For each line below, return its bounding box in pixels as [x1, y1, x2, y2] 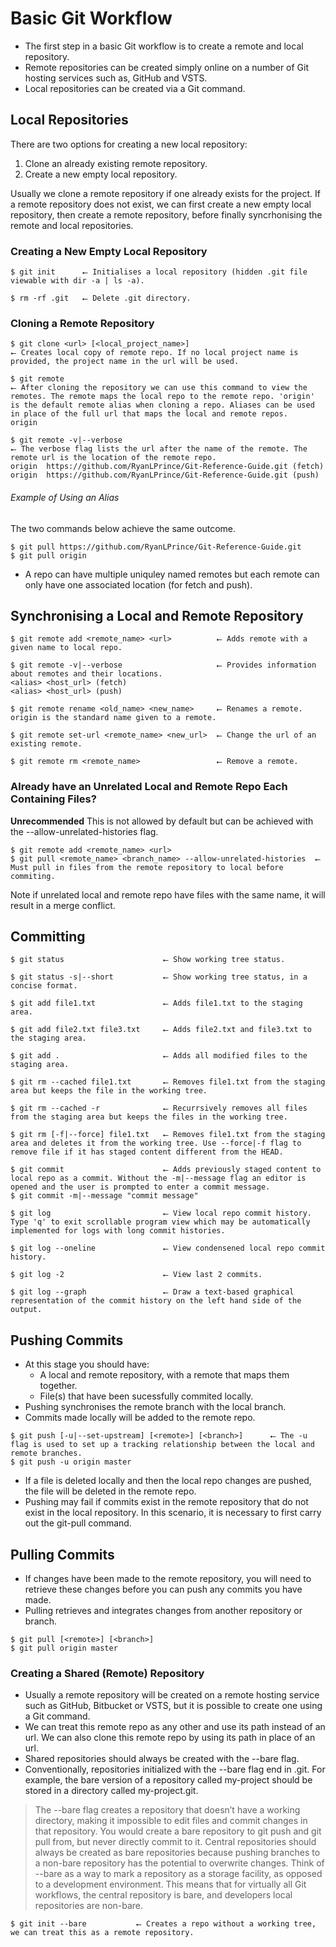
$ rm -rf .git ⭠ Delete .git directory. [10, 293, 192, 304]
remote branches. [10, 1448, 83, 1459]
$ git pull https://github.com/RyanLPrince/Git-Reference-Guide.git [10, 542, 302, 552]
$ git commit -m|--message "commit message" [10, 1191, 199, 1201]
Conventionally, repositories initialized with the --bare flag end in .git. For [24, 1763, 326, 1776]
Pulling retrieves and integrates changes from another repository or [24, 1605, 303, 1617]
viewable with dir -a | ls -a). [10, 276, 145, 286]
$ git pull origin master [10, 1643, 118, 1654]
